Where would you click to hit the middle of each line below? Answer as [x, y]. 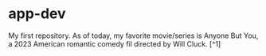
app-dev [37, 14]
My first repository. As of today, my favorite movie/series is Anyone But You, [133, 35]
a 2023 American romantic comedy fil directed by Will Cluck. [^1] [115, 43]
